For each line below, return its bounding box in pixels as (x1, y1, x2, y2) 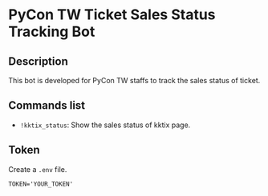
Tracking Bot (8, 22, 95, 41)
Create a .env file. (8, 164, 67, 174)
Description (8, 54, 68, 68)
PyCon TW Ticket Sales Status (8, 6, 216, 24)
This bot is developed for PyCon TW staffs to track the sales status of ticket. (8, 76, 261, 85)
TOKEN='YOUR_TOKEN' (8, 180, 74, 188)
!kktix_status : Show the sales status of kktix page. (19, 120, 191, 130)
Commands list (8, 98, 86, 113)
